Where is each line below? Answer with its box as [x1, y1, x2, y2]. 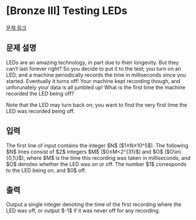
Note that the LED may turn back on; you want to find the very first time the [6, 101, 187, 108]
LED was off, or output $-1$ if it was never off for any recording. [6, 207, 160, 214]
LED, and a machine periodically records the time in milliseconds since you [6, 71, 186, 78]
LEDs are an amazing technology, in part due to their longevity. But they [6, 59, 179, 66]
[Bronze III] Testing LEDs [6, 4, 128, 18]
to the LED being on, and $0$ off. [6, 167, 87, 174]
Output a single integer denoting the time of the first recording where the [6, 201, 182, 208]
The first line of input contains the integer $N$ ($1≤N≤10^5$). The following [6, 142, 189, 149]
